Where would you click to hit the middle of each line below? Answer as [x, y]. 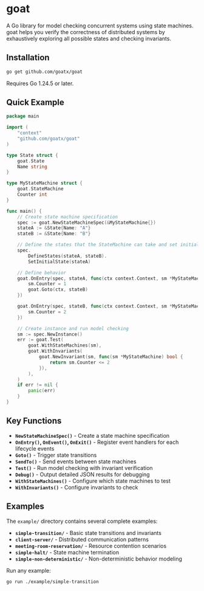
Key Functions [34, 421]
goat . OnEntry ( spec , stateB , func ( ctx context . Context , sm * [95, 306]
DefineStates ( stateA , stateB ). [68, 256]
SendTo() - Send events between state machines [76, 461]
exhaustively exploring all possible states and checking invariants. [89, 38]
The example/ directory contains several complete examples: [82, 521]
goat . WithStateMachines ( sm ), [65, 345]
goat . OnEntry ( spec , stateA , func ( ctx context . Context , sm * [95, 278]
